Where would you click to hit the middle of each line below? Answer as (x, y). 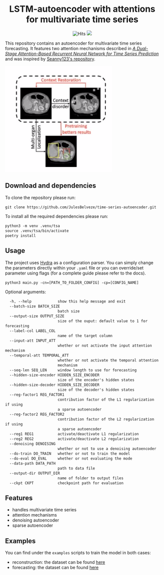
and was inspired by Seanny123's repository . (50, 59)
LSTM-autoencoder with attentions (82, 9)
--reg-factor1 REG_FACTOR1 (37, 395)
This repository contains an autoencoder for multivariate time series (73, 43)
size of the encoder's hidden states (96, 380)
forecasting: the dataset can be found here (55, 568)
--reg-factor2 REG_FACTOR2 (37, 414)
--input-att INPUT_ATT (33, 341)
